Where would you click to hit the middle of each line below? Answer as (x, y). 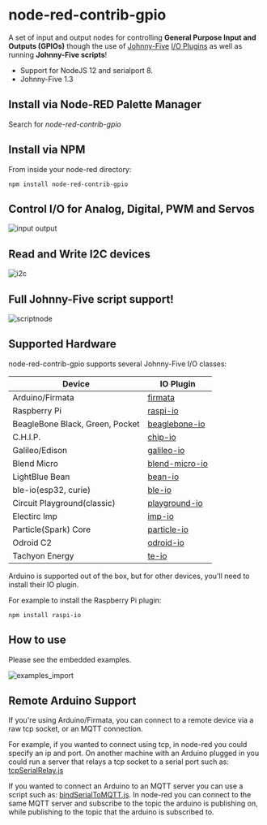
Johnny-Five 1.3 (47, 79)
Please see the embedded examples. (70, 659)
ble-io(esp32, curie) (52, 490)
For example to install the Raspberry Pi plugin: (85, 600)
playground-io (176, 503)
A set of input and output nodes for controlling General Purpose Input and (132, 37)
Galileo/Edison (40, 450)
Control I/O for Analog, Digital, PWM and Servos (131, 209)
